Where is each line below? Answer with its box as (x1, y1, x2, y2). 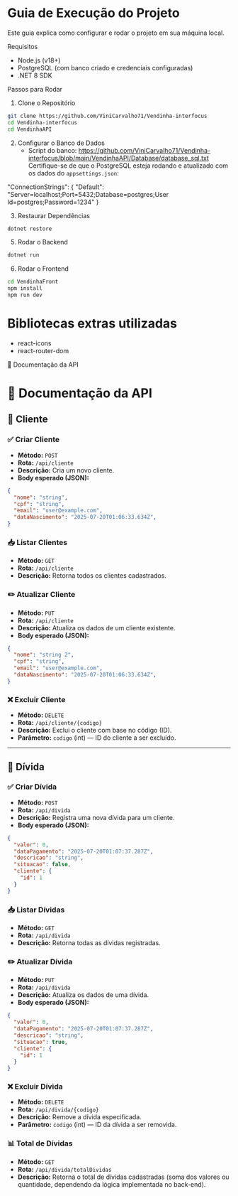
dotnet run (7, 252, 40, 259)
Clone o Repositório (17, 98, 76, 107)
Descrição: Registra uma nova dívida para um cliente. (17, 813, 175, 821)
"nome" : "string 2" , (13, 652, 74, 659)
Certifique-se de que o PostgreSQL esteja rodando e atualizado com (28, 161, 229, 170)
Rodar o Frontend (17, 264, 69, 273)
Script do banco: (28, 146, 77, 154)
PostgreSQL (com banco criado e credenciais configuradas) (17, 63, 193, 72)
